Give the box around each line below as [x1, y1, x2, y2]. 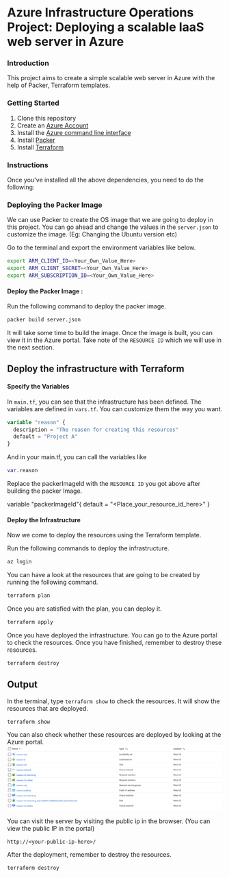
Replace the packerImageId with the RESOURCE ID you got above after [7, 480, 201, 488]
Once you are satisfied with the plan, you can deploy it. [7, 605, 162, 613]
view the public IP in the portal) [7, 824, 95, 832]
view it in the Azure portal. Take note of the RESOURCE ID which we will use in [7, 336, 222, 344]
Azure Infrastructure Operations [7, 5, 194, 21]
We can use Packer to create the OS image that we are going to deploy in [7, 216, 213, 224]
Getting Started [7, 98, 59, 108]
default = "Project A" [13, 433, 78, 440]
